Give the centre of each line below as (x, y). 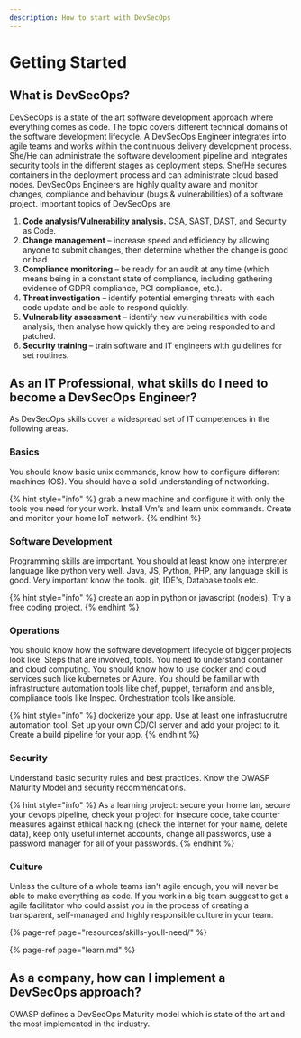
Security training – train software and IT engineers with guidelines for (152, 345)
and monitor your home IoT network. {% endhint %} (105, 518)
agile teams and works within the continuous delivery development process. (151, 146)
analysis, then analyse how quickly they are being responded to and (149, 326)
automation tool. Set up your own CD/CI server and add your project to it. (145, 725)
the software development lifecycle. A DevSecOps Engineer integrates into (148, 136)
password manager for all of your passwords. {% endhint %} (122, 843)
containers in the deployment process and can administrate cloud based (144, 175)
